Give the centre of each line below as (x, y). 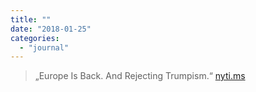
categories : (35, 38)
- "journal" (44, 47)
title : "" (31, 19)
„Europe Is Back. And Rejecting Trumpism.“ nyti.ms (140, 76)
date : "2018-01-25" (51, 29)
